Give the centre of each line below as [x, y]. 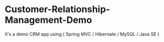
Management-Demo [49, 20]
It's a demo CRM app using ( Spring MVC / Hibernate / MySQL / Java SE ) [82, 34]
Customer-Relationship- [57, 9]
